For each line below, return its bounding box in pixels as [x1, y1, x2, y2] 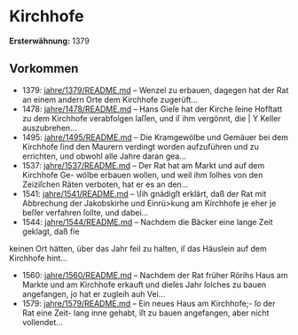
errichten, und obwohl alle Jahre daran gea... [21, 151, 186, 161]
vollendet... [21, 316, 64, 327]
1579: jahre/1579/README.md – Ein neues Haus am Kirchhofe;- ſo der [21, 298, 277, 308]
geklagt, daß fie [21, 226, 80, 237]
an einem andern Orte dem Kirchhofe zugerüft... [21, 94, 198, 105]
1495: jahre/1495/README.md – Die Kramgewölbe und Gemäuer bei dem [21, 131, 289, 143]
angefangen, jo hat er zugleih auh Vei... [21, 288, 166, 299]
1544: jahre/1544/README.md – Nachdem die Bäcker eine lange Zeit [21, 216, 273, 227]
